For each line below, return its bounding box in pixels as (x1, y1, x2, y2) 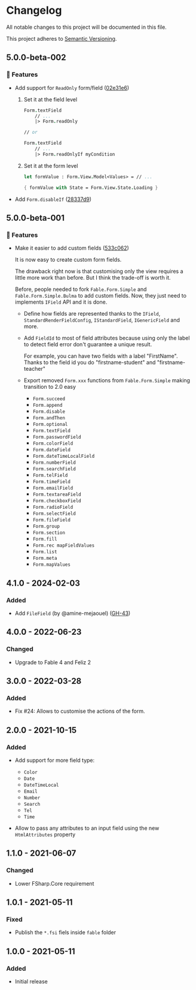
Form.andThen (32, 415, 66, 421)
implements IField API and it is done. (14, 298, 108, 306)
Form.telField (32, 472, 68, 479)
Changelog (6, 4, 62, 17)
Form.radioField (32, 505, 73, 511)
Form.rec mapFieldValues (32, 542, 95, 549)
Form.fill (32, 536, 57, 542)
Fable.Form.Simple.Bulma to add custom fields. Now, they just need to (14, 292, 187, 299)
